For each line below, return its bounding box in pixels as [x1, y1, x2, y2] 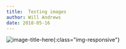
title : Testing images [6, 8, 67, 15]
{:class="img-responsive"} [52, 36, 121, 44]
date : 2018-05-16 [6, 20, 51, 26]
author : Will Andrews [6, 14, 61, 20]
